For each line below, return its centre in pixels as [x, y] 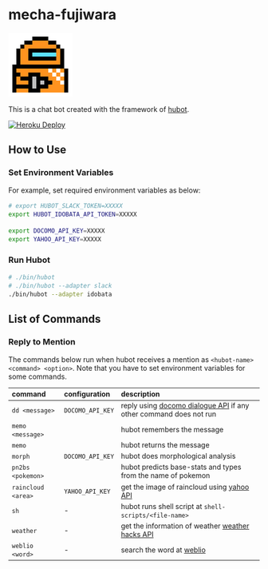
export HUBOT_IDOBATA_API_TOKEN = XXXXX [73, 214]
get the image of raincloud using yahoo [185, 487]
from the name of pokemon [166, 475]
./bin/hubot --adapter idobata [60, 294]
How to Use [37, 150]
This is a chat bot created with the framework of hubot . [99, 109]
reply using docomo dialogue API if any [185, 406]
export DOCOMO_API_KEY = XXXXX [57, 231]
